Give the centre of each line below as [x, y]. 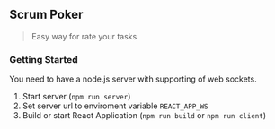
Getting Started [44, 59]
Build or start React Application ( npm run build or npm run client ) [144, 116]
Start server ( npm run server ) [76, 97]
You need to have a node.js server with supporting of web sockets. [133, 79]
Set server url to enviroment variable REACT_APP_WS [115, 106]
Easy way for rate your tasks [84, 36]
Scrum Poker [46, 15]
